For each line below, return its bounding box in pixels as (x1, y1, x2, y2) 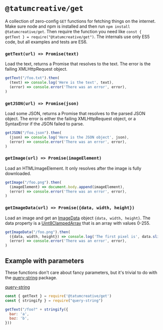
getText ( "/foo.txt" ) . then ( (5, 76, 60, 80)
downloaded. (5, 170, 32, 176)
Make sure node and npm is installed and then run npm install (5, 23, 130, 29)
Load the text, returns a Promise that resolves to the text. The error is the (5, 61, 151, 67)
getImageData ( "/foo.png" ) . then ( (5, 230, 70, 234)
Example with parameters (5, 256, 84, 265)
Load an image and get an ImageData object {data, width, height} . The (5, 215, 150, 221)
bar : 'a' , (9, 311, 29, 316)
